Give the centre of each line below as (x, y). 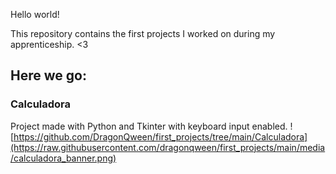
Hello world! (35, 14)
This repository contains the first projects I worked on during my (143, 33)
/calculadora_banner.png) (63, 158)
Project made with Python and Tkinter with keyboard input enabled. (149, 126)
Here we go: (48, 75)
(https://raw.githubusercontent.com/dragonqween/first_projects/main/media (168, 147)
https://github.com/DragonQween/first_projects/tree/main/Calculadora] (160, 136)
